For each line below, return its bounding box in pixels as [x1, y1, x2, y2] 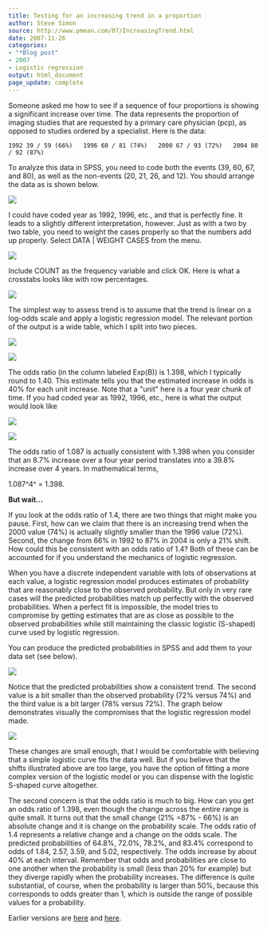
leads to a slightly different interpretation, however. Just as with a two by [8, 218, 247, 228]
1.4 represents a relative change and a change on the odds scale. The [8, 829, 238, 839]
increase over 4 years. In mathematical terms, [8, 463, 159, 473]
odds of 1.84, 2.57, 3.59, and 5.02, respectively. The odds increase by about [8, 846, 257, 856]
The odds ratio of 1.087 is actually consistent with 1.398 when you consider [8, 447, 255, 456]
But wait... [8, 495, 44, 504]
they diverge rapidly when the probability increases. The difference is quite [8, 872, 255, 881]
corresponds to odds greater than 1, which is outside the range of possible [8, 888, 253, 899]
